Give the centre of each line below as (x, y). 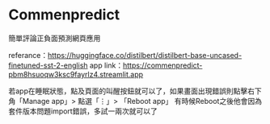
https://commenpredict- (162, 65)
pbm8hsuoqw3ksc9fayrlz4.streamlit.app (76, 74)
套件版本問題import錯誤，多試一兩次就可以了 (83, 111)
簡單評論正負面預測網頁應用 (55, 38)
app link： (106, 65)
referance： (28, 55)
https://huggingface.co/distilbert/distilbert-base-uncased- (145, 55)
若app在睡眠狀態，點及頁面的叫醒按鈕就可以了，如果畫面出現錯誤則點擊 (128, 91)
